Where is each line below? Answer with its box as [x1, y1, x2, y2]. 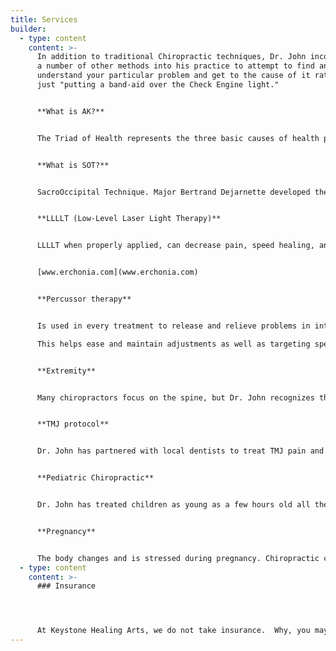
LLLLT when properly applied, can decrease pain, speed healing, [36, 241, 315, 251]
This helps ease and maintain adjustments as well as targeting [36, 339, 311, 349]
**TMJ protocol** [36, 419, 110, 430]
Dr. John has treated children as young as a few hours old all [36, 500, 311, 510]
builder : [10, 24, 47, 34]
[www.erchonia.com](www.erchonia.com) [36, 267, 199, 278]
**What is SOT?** [36, 160, 110, 170]
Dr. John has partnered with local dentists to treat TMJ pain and [36, 446, 325, 456]
